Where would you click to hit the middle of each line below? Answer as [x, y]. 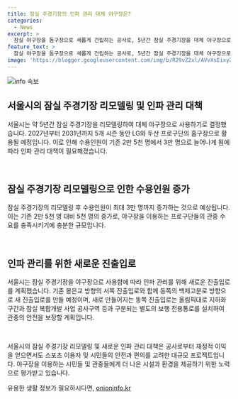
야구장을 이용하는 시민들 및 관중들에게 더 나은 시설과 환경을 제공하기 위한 [117, 364]
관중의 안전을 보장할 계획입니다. [51, 317]
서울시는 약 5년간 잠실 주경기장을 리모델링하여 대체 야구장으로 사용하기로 [107, 124]
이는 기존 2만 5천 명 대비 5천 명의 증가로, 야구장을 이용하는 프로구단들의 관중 [113, 217]
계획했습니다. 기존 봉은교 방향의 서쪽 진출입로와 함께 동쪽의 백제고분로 [111, 291]
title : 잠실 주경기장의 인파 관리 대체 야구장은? [69, 14]
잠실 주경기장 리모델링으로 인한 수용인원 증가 [98, 189]
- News [23, 27]
